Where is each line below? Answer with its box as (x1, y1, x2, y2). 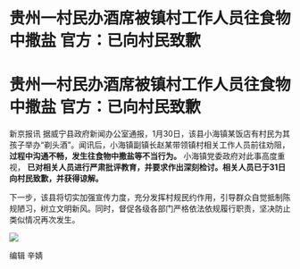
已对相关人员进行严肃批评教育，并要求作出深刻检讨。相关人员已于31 (26, 162, 279, 172)
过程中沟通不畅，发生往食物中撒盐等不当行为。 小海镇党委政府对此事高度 (9, 151, 278, 162)
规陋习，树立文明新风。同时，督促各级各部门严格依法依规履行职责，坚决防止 (9, 203, 291, 214)
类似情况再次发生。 (9, 214, 80, 225)
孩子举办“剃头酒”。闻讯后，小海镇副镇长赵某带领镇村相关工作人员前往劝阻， (9, 139, 290, 150)
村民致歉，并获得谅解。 (16, 173, 104, 184)
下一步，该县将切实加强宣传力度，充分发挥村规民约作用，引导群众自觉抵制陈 (9, 192, 291, 203)
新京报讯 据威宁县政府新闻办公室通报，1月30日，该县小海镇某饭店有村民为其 (9, 129, 291, 139)
